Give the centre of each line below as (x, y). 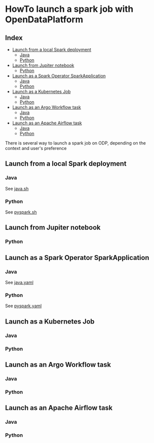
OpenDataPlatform (44, 19)
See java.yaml (19, 282)
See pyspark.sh (21, 212)
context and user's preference (36, 148)
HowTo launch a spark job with (69, 9)
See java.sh (17, 188)
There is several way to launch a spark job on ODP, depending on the (76, 143)
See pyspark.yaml (23, 306)
